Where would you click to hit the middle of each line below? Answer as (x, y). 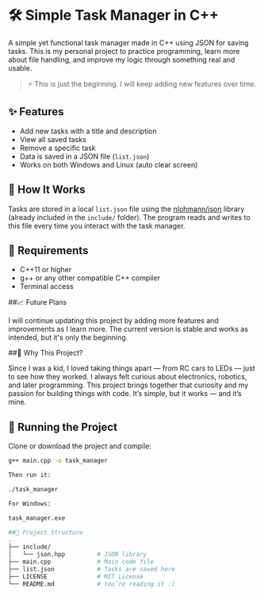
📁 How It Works (47, 190)
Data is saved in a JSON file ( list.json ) (84, 156)
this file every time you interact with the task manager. (97, 225)
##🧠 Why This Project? (46, 353)
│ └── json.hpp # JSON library (78, 555)
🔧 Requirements (48, 250)
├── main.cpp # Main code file (81, 562)
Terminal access (46, 286)
